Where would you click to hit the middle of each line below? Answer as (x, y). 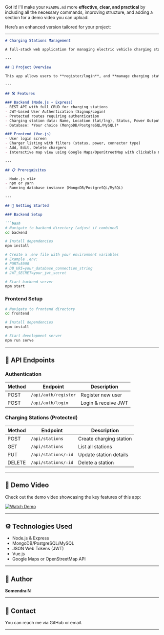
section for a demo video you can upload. (47, 17)
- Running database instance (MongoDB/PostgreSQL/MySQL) (64, 188)
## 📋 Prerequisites (26, 170)
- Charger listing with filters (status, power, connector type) (73, 143)
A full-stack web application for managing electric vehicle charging (78, 49)
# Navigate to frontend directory (40, 309)
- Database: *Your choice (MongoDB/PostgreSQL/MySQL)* (62, 125)
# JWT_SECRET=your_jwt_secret (36, 273)
